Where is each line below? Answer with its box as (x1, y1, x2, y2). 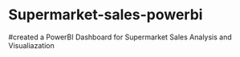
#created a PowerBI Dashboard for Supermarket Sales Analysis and (8, 32, 233, 42)
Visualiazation (8, 40, 55, 50)
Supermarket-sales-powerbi (8, 6, 203, 24)
